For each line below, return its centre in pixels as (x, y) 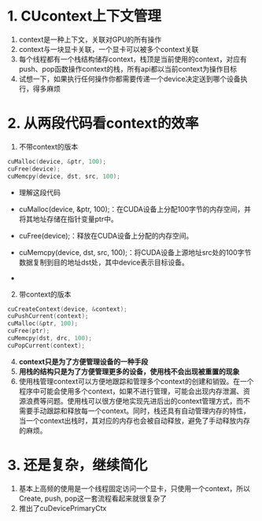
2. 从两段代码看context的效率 (103, 124)
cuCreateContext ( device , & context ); (67, 309)
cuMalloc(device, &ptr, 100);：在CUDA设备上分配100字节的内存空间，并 (135, 209)
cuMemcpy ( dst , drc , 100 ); (50, 338)
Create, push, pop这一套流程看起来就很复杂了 (92, 498)
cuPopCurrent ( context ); (46, 345)
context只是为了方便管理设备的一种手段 (83, 361)
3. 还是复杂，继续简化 (77, 465)
